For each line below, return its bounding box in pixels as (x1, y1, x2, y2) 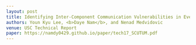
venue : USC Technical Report (6, 25, 77, 31)
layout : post (6, 8, 38, 15)
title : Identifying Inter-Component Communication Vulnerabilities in (6, 14, 181, 20)
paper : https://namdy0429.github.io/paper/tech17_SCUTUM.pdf (6, 30, 158, 36)
